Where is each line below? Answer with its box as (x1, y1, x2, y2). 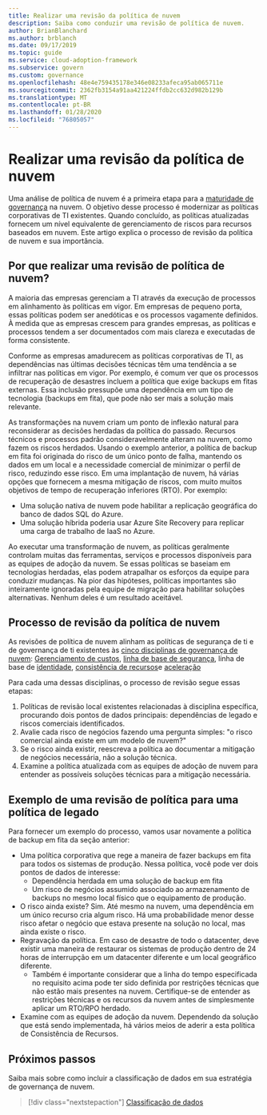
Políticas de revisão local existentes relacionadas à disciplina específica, (19, 702, 259, 711)
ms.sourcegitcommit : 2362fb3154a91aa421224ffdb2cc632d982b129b (8, 86, 224, 94)
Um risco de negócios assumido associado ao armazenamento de (31, 885, 250, 894)
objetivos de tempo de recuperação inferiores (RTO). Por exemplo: (8, 485, 228, 495)
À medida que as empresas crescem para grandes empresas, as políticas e (8, 318, 257, 328)
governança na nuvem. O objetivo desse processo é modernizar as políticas (8, 201, 259, 212)
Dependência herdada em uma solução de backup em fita (31, 876, 223, 886)
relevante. (8, 401, 42, 412)
